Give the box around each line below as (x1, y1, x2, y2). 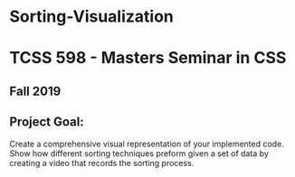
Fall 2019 (9, 83, 62, 98)
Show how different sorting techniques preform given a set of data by (9, 147, 270, 159)
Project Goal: (9, 115, 84, 130)
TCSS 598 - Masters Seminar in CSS (9, 48, 287, 69)
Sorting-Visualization (9, 6, 175, 27)
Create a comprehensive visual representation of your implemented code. (9, 138, 285, 149)
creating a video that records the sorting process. (9, 157, 195, 168)
